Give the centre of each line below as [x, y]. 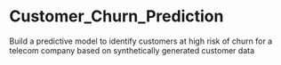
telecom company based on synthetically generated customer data [132, 50]
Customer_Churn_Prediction [116, 16]
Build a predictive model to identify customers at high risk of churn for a [141, 41]
